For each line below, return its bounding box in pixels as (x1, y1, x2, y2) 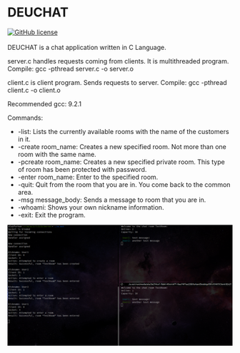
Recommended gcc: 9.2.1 (7, 99, 82, 108)
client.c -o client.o (7, 86, 61, 94)
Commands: (7, 113, 44, 122)
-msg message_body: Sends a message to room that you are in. (17, 195, 206, 204)
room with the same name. (17, 150, 96, 158)
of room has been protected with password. (17, 165, 147, 173)
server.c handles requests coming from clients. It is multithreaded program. (7, 56, 229, 65)
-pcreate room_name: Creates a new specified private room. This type (17, 158, 225, 166)
